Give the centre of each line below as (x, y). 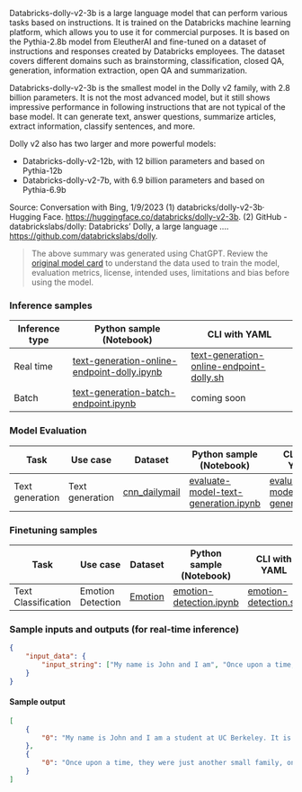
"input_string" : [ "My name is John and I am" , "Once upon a (156, 665)
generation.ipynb (224, 503)
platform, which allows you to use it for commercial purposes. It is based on (150, 32)
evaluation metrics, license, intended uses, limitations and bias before (160, 273)
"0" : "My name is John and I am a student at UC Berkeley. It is (167, 738)
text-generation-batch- (124, 393)
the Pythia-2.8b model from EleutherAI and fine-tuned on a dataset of (138, 41)
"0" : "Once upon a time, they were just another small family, (162, 763)
